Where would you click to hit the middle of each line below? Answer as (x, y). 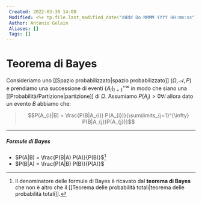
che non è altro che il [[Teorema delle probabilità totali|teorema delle (99, 187)
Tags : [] (20, 34)
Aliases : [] (24, 29)
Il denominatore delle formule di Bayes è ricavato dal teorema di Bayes (103, 181)
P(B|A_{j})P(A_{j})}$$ (109, 122)
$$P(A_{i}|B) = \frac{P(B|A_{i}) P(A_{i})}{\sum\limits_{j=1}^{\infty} (109, 115)
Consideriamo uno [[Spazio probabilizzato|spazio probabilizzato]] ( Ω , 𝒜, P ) (99, 80)
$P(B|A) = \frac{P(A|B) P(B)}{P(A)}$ (60, 163)
